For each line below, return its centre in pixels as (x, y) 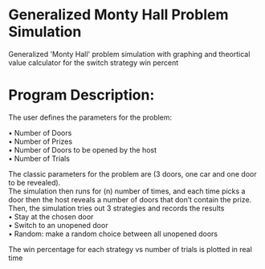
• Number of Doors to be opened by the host (83, 149)
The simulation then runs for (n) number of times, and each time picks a (127, 191)
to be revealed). (35, 182)
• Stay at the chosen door (51, 216)
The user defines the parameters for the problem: (90, 117)
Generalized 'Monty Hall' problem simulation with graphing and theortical (129, 54)
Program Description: (82, 95)
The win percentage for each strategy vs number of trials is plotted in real (130, 249)
